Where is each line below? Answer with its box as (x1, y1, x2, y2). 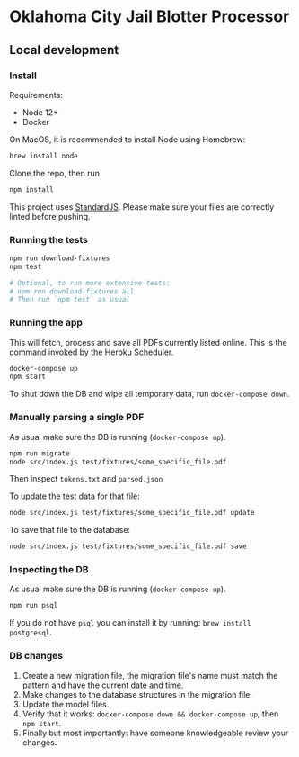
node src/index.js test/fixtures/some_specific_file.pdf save (9, 542, 247, 551)
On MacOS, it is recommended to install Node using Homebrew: (9, 133, 246, 145)
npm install (9, 185, 54, 194)
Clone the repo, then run (9, 167, 101, 178)
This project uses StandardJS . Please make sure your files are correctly (9, 201, 275, 212)
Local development (9, 42, 119, 58)
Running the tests (9, 233, 88, 246)
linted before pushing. (9, 211, 92, 221)
